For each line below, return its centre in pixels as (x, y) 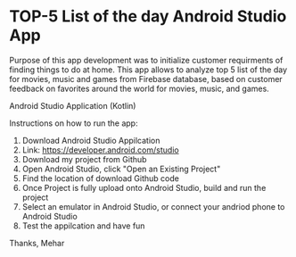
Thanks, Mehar (37, 243)
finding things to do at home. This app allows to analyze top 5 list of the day (148, 70)
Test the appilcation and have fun (83, 226)
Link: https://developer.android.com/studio (101, 150)
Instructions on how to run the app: (74, 123)
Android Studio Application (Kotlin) (73, 105)
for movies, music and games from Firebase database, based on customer (146, 79)
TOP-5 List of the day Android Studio (148, 17)
